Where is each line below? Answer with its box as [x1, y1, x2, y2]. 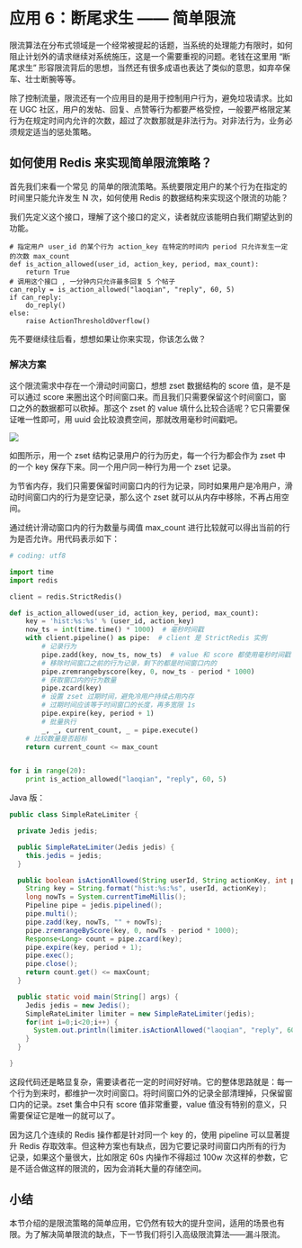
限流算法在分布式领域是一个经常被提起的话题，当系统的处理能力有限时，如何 [9, 40, 293, 50]
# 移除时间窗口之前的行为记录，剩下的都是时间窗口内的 [41, 658, 218, 667]
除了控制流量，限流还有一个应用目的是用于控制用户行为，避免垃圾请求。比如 [9, 92, 293, 104]
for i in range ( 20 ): [9, 766, 87, 775]
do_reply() [25, 301, 67, 310]
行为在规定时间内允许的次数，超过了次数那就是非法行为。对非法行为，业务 [9, 114, 285, 126]
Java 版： [9, 792, 46, 803]
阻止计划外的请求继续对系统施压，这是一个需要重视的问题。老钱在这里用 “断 [9, 50, 291, 61]
